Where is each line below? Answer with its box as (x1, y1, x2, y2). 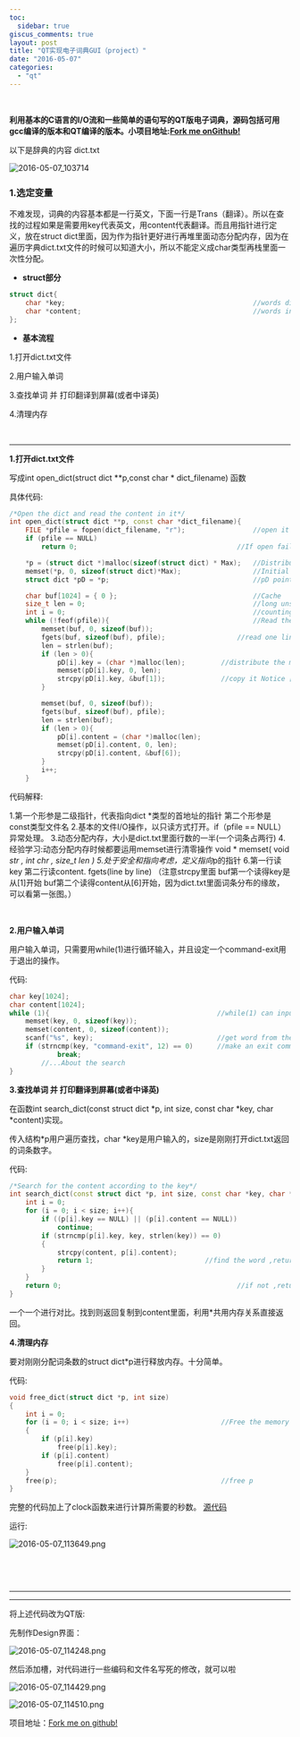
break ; (56, 1050, 82, 1059)
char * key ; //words (25, 298, 281, 307)
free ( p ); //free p (25, 1476, 254, 1486)
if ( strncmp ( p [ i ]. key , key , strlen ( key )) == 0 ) (41, 1231, 221, 1240)
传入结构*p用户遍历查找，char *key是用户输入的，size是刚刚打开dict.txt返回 (9, 1133, 290, 1144)
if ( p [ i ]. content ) (41, 1451, 110, 1460)
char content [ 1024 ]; (9, 1000, 87, 1009)
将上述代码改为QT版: (9, 1608, 86, 1620)
